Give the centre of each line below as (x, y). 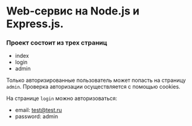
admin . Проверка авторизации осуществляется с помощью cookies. (93, 87)
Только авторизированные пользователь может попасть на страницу (96, 80)
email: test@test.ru (38, 110)
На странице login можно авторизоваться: (62, 98)
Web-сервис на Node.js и (73, 11)
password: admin (37, 116)
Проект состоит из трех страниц (57, 43)
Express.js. (35, 24)
